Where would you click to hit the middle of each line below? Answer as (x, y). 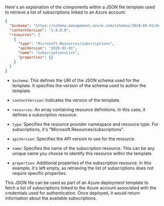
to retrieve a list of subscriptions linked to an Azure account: (66, 12)
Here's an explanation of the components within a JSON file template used (80, 7)
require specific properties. (40, 173)
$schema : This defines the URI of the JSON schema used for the (76, 80)
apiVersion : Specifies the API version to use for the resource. (74, 139)
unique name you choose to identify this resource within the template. (82, 153)
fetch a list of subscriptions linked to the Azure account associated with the (81, 187)
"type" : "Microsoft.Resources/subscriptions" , (66, 44)
